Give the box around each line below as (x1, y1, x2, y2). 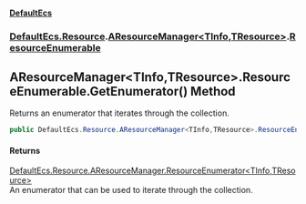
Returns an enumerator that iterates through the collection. (9, 107, 229, 118)
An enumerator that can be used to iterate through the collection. (9, 185, 253, 196)
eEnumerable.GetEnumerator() (9, 83, 189, 99)
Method (189, 83, 236, 99)
